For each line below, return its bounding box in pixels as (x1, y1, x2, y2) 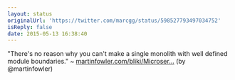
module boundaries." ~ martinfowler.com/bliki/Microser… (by (7, 57, 186, 66)
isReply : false (7, 23, 53, 30)
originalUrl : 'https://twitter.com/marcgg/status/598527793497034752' (7, 17, 221, 24)
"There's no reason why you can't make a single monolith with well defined (7, 50, 228, 58)
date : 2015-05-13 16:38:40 (7, 30, 88, 38)
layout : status (7, 10, 53, 18)
